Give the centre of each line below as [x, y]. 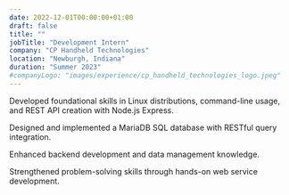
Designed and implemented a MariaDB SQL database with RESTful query [143, 127]
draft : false [33, 26]
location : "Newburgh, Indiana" [67, 59]
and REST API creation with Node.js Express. [91, 110]
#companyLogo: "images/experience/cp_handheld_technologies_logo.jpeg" [145, 76]
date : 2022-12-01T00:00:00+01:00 [71, 17]
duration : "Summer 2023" [55, 68]
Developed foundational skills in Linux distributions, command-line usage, [145, 101]
